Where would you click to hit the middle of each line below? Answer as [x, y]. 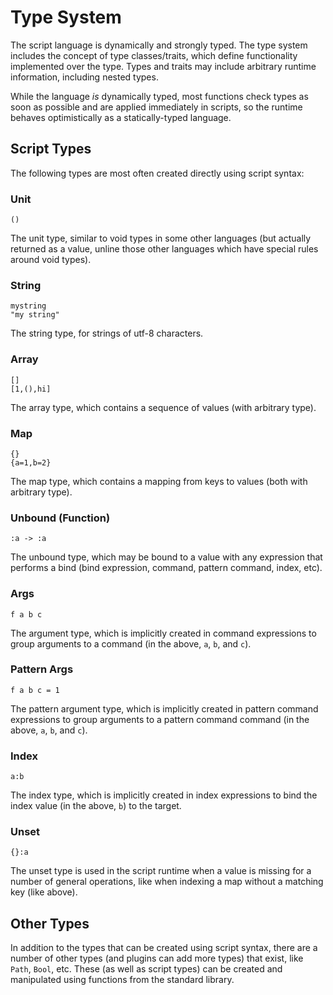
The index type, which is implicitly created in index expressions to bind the [164, 795]
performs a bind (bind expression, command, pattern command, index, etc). [166, 568]
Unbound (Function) [60, 518]
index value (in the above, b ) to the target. [96, 806]
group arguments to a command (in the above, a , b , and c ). [131, 643]
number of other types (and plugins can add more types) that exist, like [157, 958]
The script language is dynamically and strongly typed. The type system [159, 45]
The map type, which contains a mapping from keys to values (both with [159, 481]
